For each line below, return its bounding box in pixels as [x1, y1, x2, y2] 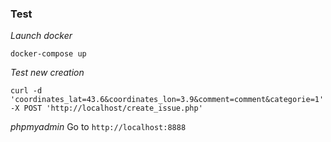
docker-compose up [10, 49, 87, 59]
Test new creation [10, 67, 85, 79]
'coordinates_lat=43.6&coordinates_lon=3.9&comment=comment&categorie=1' [10, 95, 325, 105]
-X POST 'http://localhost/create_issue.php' [10, 103, 203, 114]
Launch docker [10, 30, 73, 42]
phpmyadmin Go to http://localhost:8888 [10, 121, 187, 133]
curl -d [10, 86, 43, 96]
